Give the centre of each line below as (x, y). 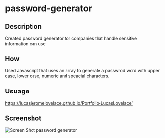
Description (23, 27)
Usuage (17, 91)
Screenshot (23, 119)
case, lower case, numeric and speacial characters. (57, 76)
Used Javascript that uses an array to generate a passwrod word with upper (82, 70)
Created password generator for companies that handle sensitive (71, 38)
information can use (25, 44)
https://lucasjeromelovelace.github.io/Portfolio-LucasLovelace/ (69, 103)
